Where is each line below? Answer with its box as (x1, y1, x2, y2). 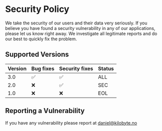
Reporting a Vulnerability (5, 107, 85, 115)
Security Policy (5, 3, 70, 15)
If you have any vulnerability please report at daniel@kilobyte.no (5, 120, 137, 126)
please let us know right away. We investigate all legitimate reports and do (5, 30, 158, 36)
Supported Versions (5, 50, 69, 59)
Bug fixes (31, 65, 55, 72)
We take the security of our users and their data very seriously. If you (5, 20, 148, 26)
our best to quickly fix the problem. (5, 36, 77, 42)
